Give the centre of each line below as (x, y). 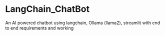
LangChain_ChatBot (47, 9)
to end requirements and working (39, 28)
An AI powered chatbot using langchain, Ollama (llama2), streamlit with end (83, 23)
